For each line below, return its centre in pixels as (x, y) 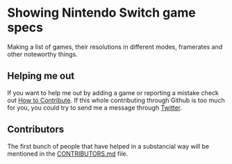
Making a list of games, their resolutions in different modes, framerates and (115, 47)
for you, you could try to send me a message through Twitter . (95, 107)
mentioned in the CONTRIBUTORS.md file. (68, 154)
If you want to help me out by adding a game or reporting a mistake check (113, 92)
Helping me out (41, 76)
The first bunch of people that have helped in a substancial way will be (108, 146)
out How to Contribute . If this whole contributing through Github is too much (116, 100)
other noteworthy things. (42, 54)
